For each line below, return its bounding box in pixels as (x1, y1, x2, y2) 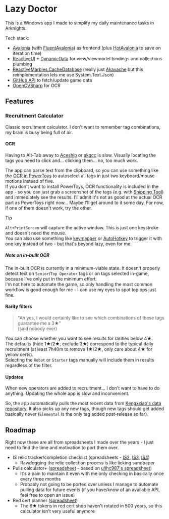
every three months (20, 476, 61, 482)
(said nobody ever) (17, 326, 58, 332)
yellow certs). (5, 351, 34, 357)
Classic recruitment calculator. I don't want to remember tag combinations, (5, 124, 160, 130)
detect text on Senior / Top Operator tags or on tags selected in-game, (5, 270, 149, 276)
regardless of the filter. (5, 363, 53, 368)
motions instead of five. (5, 178, 54, 184)
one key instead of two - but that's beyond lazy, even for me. (5, 241, 132, 247)
